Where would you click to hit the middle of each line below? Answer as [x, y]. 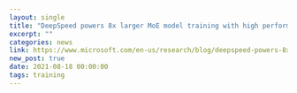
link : [19, 50]
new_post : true [37, 58]
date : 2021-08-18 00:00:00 [59, 67]
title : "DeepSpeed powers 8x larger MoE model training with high [134, 26]
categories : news [41, 42]
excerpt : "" [31, 34]
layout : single [37, 17]
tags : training [37, 75]
